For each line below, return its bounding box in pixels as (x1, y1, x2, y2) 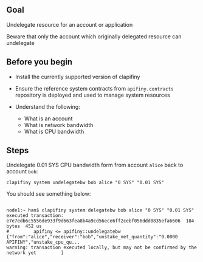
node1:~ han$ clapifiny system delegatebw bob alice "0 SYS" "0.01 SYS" (6, 207, 194, 213)
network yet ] (6, 250, 64, 256)
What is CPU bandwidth (24, 128, 84, 135)
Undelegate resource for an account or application (6, 21, 133, 28)
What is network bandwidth (24, 121, 94, 128)
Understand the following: (15, 103, 80, 110)
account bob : (6, 168, 38, 175)
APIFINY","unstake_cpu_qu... (6, 240, 80, 246)
